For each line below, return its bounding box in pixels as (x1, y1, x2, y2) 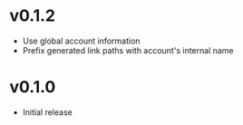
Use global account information (22, 35, 141, 46)
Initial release (22, 106, 73, 118)
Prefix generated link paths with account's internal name (22, 44, 234, 55)
